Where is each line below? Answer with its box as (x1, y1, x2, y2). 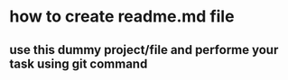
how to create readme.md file (9, 6, 235, 27)
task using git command (9, 56, 148, 71)
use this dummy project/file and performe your (9, 42, 279, 58)
